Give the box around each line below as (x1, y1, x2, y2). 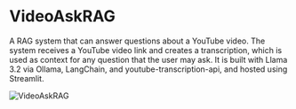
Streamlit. (9, 73, 44, 83)
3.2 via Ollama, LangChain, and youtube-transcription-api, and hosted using (9, 64, 288, 74)
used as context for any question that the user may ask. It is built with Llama (9, 54, 288, 65)
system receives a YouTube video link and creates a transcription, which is (9, 44, 283, 55)
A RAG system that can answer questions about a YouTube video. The (9, 35, 266, 46)
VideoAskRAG (9, 6, 116, 27)
